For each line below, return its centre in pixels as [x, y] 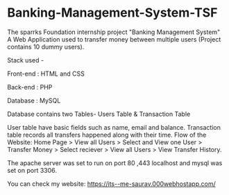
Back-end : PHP [30, 87]
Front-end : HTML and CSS [46, 74]
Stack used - [25, 60]
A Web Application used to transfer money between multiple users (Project [114, 39]
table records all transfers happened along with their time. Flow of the [107, 135]
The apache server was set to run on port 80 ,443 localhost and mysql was [115, 163]
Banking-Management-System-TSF [112, 13]
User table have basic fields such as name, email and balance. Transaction [114, 127]
